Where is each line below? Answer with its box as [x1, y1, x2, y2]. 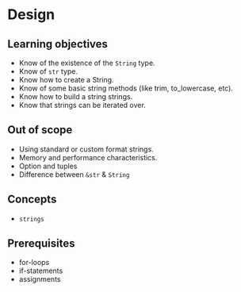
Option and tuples [18, 161, 78, 171]
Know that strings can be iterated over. [18, 101, 146, 109]
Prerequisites [7, 236, 75, 251]
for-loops [18, 258, 50, 267]
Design [7, 6, 55, 24]
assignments [18, 275, 61, 284]
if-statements [18, 266, 63, 275]
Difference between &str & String [18, 169, 130, 179]
